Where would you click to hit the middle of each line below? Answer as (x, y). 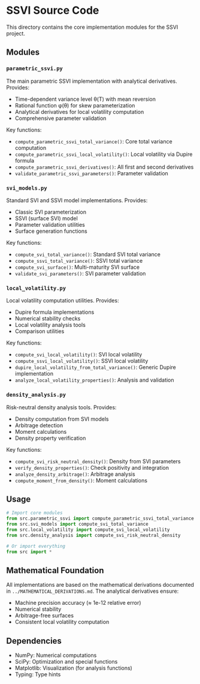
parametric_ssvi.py (34, 69)
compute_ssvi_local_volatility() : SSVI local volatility (81, 361)
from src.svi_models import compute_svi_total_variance (77, 524)
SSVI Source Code (53, 10)
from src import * (29, 552)
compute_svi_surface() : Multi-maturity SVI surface (77, 267)
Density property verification (50, 438)
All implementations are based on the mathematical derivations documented (100, 585)
